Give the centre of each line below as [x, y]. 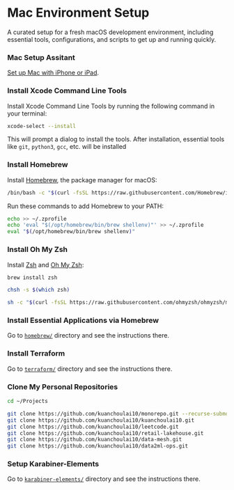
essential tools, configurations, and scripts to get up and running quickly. [112, 39]
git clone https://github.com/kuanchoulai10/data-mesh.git [95, 440]
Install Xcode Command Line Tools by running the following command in [111, 106]
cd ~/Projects [28, 402]
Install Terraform [36, 354]
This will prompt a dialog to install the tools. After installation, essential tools [116, 139]
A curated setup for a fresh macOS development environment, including [110, 32]
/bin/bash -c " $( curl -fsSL [48, 193]
